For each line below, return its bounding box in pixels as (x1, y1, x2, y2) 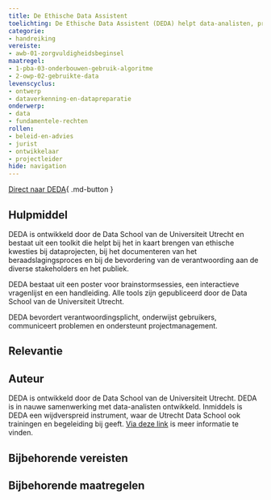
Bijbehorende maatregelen (8, 478, 145, 492)
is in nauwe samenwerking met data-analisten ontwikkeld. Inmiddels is (8, 402, 243, 412)
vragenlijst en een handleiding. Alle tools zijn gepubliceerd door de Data (8, 288, 248, 298)
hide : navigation (8, 163, 67, 171)
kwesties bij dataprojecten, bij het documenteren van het (8, 246, 198, 256)
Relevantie (8, 345, 63, 358)
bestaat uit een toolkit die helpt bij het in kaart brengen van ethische (8, 238, 235, 248)
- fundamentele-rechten (8, 117, 89, 125)
